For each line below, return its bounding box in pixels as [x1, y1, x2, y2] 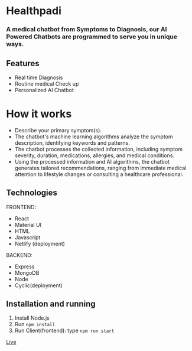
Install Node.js [14, 314, 50, 321]
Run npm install [14, 321, 56, 328]
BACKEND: [6, 251, 33, 258]
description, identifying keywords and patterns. [14, 139, 130, 146]
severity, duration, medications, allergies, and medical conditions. [14, 152, 175, 159]
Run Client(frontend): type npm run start [14, 327, 115, 334]
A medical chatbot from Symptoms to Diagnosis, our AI [6, 25, 167, 34]
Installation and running [6, 299, 96, 309]
